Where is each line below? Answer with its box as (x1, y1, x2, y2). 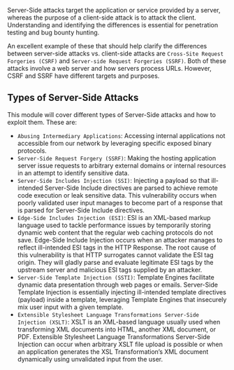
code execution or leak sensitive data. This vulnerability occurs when (17, 191, 217, 199)
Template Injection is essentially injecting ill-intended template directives (17, 287, 227, 296)
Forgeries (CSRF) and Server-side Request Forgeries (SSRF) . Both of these (7, 57, 227, 65)
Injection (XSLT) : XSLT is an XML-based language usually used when (17, 317, 221, 326)
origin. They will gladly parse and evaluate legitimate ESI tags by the (17, 258, 214, 266)
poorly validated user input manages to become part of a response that (17, 198, 224, 207)
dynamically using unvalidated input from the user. (17, 355, 163, 363)
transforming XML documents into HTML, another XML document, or (17, 325, 217, 334)
